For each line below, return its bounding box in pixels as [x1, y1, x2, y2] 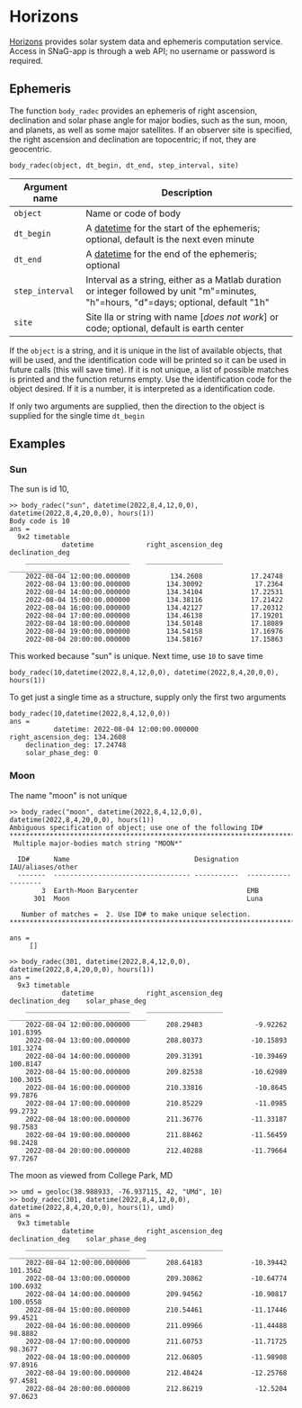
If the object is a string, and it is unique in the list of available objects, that [9, 345, 283, 356]
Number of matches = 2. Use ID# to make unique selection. [21, 909, 252, 919]
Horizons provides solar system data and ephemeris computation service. [9, 36, 283, 47]
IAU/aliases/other [9, 862, 78, 871]
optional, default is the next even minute [85, 232, 254, 245]
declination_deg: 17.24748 [25, 741, 127, 750]
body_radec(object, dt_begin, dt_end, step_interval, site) [9, 160, 240, 170]
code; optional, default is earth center [85, 321, 244, 334]
